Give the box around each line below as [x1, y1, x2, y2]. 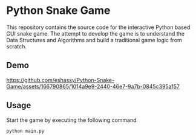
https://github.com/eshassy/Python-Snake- [6, 76, 115, 83]
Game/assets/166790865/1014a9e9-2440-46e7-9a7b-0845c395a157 [6, 83, 180, 90]
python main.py [6, 128, 45, 134]
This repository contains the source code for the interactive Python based [6, 24, 191, 31]
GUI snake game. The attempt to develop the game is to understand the [6, 30, 185, 37]
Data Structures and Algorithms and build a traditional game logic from [6, 36, 183, 43]
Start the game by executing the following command [6, 116, 137, 124]
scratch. [6, 43, 27, 50]
